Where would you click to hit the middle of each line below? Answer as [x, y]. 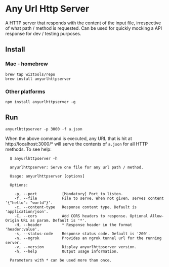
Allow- [157, 216]
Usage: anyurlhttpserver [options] [47, 176]
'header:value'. [22, 229]
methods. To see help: [28, 149]
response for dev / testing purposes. [43, 33]
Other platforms [25, 92]
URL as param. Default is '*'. [54, 220]
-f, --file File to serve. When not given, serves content [89, 198]
